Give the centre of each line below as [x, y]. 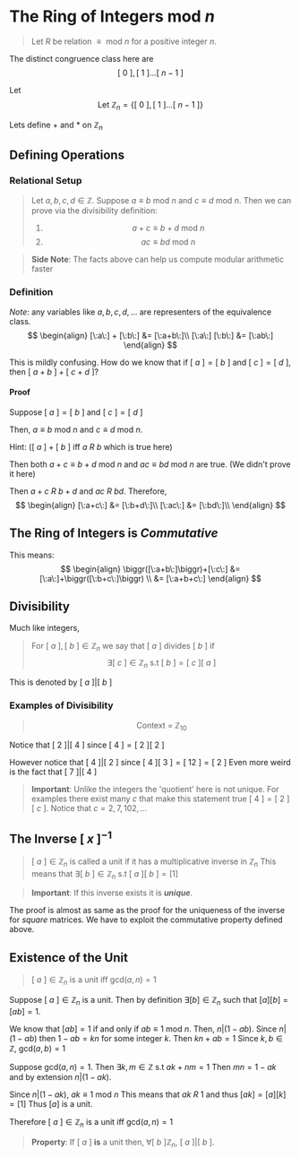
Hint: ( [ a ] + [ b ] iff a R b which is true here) [91, 446]
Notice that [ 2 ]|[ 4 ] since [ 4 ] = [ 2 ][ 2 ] [87, 745]
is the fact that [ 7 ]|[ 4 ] [53, 772]
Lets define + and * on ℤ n [56, 125]
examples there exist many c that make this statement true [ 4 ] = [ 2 [158, 799]
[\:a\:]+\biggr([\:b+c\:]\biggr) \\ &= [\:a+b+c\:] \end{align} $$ [150, 578]
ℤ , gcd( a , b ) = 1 [38, 1048]
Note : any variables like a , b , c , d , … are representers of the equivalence [141, 312]
